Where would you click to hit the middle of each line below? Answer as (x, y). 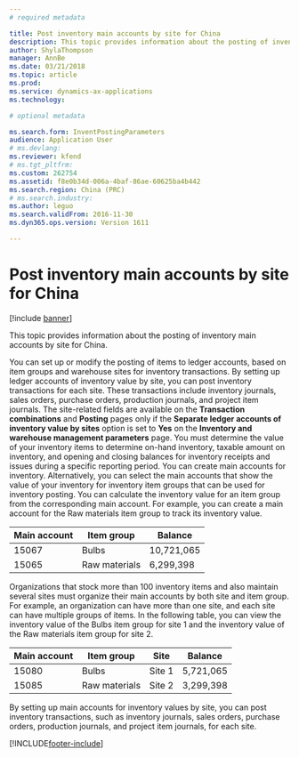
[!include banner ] (41, 318)
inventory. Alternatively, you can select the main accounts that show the (141, 475)
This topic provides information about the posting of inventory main (133, 335)
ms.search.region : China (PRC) (67, 189)
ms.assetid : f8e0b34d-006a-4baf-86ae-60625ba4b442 (105, 181)
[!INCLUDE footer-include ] (57, 743)
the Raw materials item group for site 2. (81, 633)
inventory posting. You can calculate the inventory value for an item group (145, 494)
